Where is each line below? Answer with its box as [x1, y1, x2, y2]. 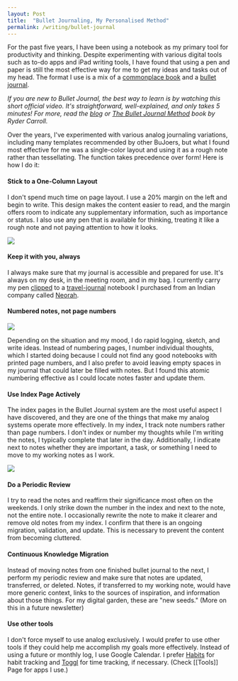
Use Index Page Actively [7, 390, 81, 398]
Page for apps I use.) [7, 665, 69, 674]
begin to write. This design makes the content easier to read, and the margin [7, 200, 230, 209]
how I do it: [7, 161, 40, 169]
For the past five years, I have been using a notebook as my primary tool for [7, 43, 229, 52]
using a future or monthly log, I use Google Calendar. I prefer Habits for [7, 650, 215, 659]
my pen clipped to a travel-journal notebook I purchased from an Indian [7, 283, 216, 291]
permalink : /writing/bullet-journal [7, 23, 115, 30]
